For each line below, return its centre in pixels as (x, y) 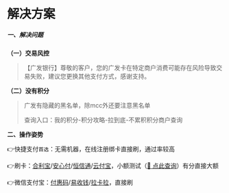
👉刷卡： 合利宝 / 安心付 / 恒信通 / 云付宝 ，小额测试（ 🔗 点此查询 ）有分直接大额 (113, 166)
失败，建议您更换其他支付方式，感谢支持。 (90, 77)
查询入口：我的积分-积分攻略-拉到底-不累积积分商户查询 (103, 120)
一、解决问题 (25, 34)
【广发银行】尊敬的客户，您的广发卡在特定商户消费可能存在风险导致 (120, 68)
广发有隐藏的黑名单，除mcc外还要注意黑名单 (87, 105)
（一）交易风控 (28, 53)
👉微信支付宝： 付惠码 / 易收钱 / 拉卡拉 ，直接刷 (70, 183)
